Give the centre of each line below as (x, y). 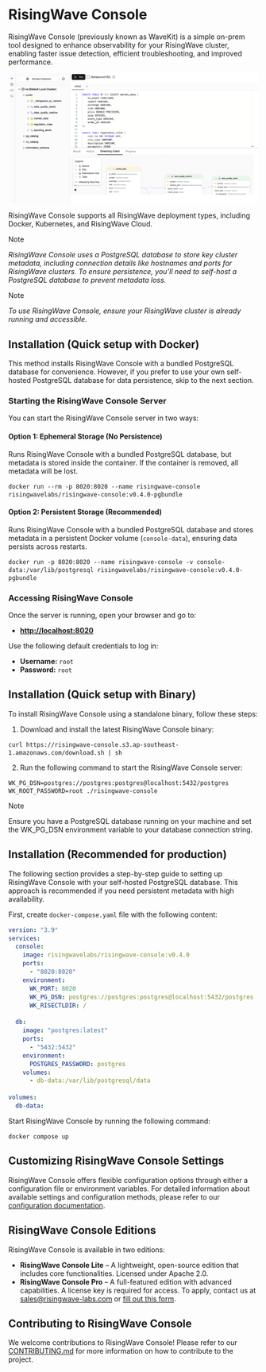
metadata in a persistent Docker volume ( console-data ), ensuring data (123, 538)
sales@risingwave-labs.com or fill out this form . (98, 1299)
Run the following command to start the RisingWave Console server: (131, 767)
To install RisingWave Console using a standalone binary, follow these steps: (133, 713)
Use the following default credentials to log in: (83, 646)
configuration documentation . (57, 1205)
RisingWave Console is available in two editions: (87, 1250)
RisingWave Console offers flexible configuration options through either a (128, 1180)
